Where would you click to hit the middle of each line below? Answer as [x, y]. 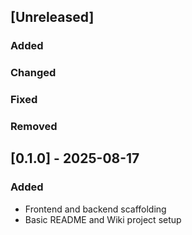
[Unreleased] [52, 17]
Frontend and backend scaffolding [95, 209]
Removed [34, 127]
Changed [33, 73]
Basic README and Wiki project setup [103, 219]
